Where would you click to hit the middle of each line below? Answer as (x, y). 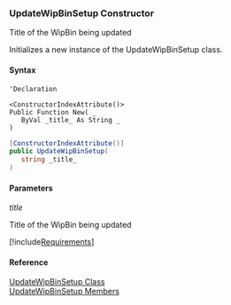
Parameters (31, 188)
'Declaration (33, 89)
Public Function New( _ (53, 112)
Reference (29, 262)
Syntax (23, 70)
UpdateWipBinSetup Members (64, 292)
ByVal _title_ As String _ (71, 120)
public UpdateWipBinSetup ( (59, 152)
